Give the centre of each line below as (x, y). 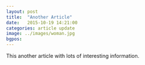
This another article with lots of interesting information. (73, 56)
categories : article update (41, 28)
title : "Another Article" (39, 17)
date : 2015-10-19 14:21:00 (42, 22)
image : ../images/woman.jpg (41, 34)
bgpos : (14, 39)
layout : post (22, 12)
